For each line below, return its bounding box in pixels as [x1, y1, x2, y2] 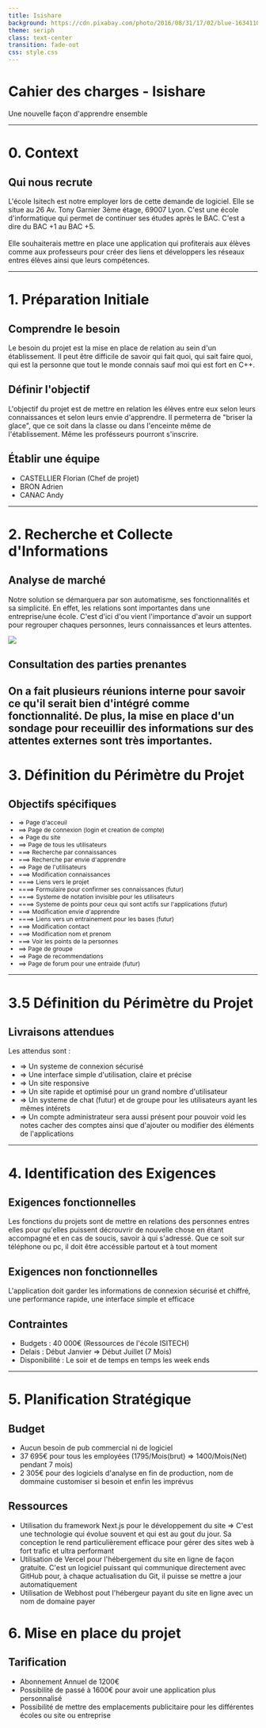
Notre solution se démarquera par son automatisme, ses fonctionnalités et [8, 594, 250, 604]
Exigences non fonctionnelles [8, 1265, 158, 1279]
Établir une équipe [8, 453, 101, 466]
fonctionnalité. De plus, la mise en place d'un [8, 709, 235, 723]
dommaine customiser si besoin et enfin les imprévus [19, 1476, 194, 1486]
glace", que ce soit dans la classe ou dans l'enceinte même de [8, 421, 211, 430]
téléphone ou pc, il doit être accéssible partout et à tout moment [8, 1242, 218, 1252]
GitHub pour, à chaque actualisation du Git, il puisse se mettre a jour [19, 1571, 242, 1581]
